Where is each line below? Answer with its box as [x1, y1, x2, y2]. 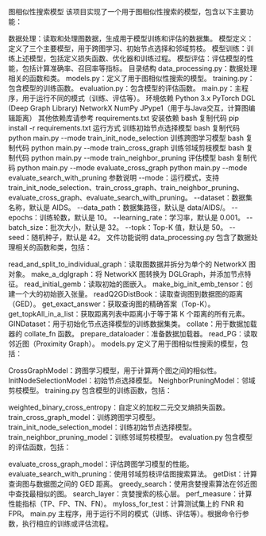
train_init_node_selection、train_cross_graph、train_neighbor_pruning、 [8, 183, 244, 192]
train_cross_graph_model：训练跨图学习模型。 [8, 413, 160, 421]
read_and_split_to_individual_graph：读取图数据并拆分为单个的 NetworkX [8, 259, 248, 269]
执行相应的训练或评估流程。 [21, 519, 113, 528]
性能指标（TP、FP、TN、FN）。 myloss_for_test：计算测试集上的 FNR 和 [8, 499, 245, 508]
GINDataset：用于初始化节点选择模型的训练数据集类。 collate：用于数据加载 [8, 319, 257, 328]
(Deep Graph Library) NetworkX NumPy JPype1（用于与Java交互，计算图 [8, 103, 249, 113]
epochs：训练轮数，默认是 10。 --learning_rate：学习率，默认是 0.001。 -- [8, 213, 253, 222]
